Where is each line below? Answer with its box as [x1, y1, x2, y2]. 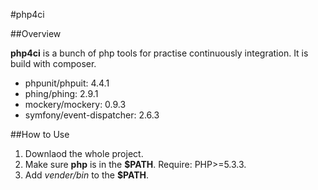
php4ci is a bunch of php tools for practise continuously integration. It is [10, 47, 309, 59]
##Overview [10, 28, 62, 39]
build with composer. [10, 58, 97, 69]
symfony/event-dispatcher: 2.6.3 [24, 109, 160, 121]
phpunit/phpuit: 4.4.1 [24, 77, 110, 89]
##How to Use [10, 129, 70, 140]
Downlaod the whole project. [24, 148, 144, 159]
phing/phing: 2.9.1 [24, 88, 99, 99]
